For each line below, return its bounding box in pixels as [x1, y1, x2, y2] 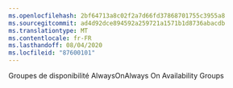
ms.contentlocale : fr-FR [8, 34, 92, 42]
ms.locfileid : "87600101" [8, 49, 95, 57]
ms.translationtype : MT [8, 26, 89, 34]
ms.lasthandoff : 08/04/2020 [8, 42, 103, 50]
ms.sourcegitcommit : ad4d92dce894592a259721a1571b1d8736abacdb [8, 19, 226, 27]
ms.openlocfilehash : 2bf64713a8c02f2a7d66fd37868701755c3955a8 [8, 11, 226, 20]
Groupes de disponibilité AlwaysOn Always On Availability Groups [8, 71, 224, 80]
